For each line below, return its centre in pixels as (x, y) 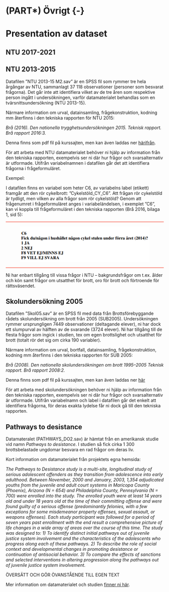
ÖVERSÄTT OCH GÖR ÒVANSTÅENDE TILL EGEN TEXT (63, 575)
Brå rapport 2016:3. (26, 133)
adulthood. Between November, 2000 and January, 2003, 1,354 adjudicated (85, 480)
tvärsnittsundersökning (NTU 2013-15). (46, 102)
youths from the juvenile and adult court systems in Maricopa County (78, 485)
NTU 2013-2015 (31, 70)
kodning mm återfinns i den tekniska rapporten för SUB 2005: (69, 355)
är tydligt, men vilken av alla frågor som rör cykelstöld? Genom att (74, 198)
